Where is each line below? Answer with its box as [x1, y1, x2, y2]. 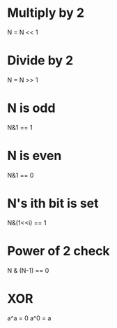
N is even [7, 148, 62, 164]
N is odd [7, 100, 56, 116]
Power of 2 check [7, 243, 110, 259]
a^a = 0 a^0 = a [7, 313, 52, 322]
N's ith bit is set [7, 195, 99, 211]
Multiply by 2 [7, 5, 85, 21]
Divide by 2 [7, 52, 74, 69]
